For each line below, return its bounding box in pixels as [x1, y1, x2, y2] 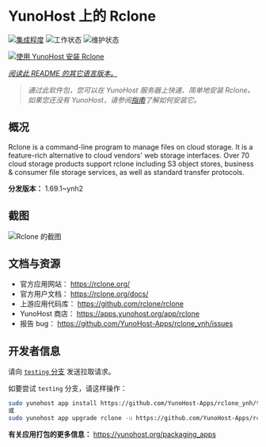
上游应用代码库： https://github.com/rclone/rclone [19, 299, 184, 309]
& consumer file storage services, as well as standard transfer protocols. [8, 167, 245, 176]
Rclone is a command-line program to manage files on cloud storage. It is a [8, 142, 253, 151]
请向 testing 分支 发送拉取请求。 [8, 367, 116, 377]
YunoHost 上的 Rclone [8, 7, 157, 25]
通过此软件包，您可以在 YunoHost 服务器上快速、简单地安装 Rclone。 [27, 85, 255, 95]
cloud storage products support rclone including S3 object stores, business [8, 159, 254, 169]
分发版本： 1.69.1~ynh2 [8, 184, 84, 193]
